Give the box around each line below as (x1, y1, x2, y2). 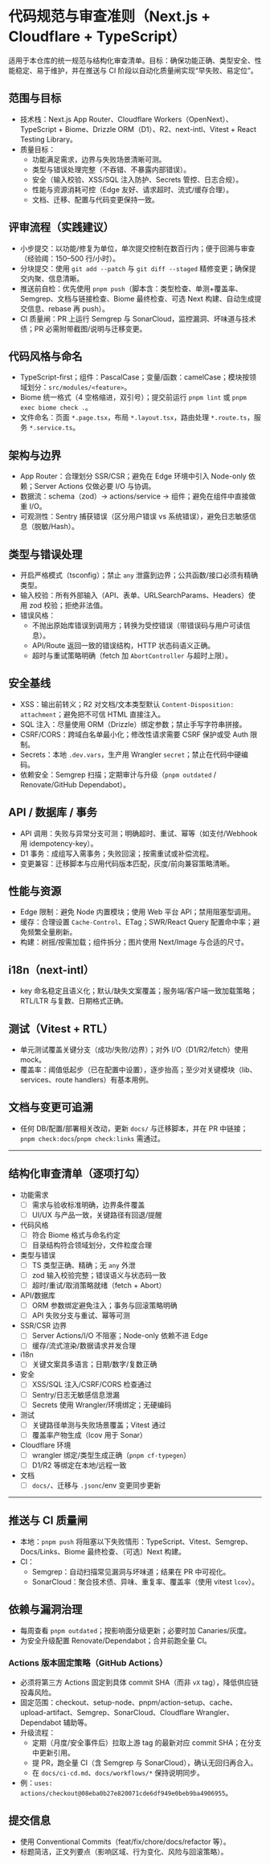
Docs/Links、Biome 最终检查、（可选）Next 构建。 (19, 1546, 186, 1556)
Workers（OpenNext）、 (153, 114, 233, 124)
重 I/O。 (19, 502, 47, 511)
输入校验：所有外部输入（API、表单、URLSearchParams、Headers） (19, 590, 249, 600)
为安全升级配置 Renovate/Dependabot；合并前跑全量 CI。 (19, 1636, 211, 1645)
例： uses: (19, 1778, 53, 1788)
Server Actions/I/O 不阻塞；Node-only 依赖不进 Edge (31, 1331, 209, 1341)
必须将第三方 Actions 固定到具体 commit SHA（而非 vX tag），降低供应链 (19, 1677, 259, 1687)
